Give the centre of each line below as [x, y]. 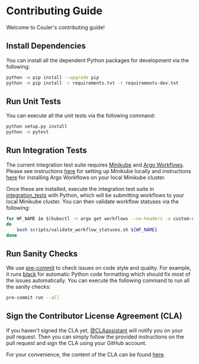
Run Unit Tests [33, 101]
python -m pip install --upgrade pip [53, 77]
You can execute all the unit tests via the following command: [81, 116]
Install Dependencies [46, 46]
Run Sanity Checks [42, 253]
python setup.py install [37, 127]
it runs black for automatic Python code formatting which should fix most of [98, 274]
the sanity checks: [29, 287]
